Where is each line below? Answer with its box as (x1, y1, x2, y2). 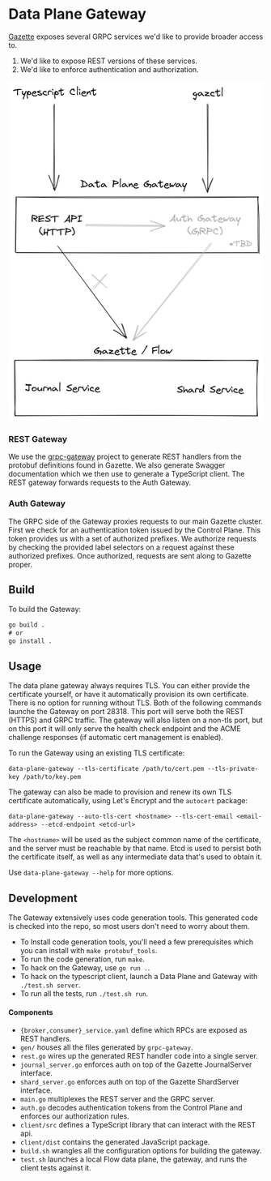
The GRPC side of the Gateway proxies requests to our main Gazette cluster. (8, 516, 263, 526)
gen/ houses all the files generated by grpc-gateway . (19, 1042, 193, 1052)
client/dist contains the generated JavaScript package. (19, 1137, 210, 1147)
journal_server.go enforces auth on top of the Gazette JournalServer (19, 1059, 252, 1070)
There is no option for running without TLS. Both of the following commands (8, 698, 262, 708)
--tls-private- (207, 765, 259, 773)
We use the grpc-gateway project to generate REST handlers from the (8, 451, 242, 462)
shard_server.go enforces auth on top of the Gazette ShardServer (19, 1077, 240, 1087)
